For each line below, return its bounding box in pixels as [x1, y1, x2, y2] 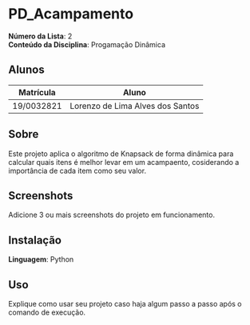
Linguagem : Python [8, 255, 74, 264]
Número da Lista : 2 [8, 31, 73, 41]
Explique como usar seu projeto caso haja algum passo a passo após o [8, 299, 242, 308]
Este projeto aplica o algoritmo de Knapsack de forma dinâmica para [8, 149, 234, 158]
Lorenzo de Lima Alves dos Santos [69, 100, 200, 111]
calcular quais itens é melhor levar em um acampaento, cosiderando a [8, 157, 240, 167]
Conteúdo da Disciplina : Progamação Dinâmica [8, 39, 166, 49]
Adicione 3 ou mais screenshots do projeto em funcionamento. [8, 210, 216, 220]
